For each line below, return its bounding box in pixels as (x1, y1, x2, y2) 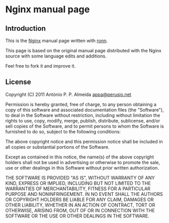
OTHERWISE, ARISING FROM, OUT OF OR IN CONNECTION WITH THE (5, 207, 155, 213)
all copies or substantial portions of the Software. (5, 144, 109, 150)
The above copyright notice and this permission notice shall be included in (5, 138, 163, 145)
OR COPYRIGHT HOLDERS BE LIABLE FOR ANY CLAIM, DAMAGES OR (5, 196, 154, 202)
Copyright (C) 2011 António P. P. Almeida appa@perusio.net (5, 91, 132, 97)
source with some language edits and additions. (5, 53, 107, 59)
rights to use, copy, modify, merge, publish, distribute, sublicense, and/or (5, 117, 160, 124)
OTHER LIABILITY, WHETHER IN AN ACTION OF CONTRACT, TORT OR (5, 201, 155, 208)
